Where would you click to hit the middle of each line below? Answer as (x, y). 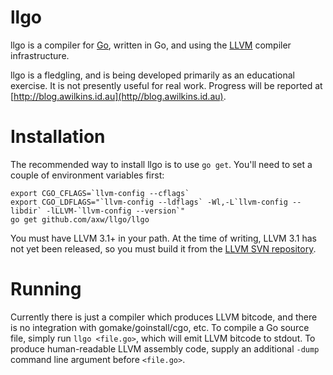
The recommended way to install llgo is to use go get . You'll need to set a (161, 164)
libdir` (26, 211)
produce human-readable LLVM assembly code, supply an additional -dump (165, 348)
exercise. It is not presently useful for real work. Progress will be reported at (166, 85)
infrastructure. (40, 55)
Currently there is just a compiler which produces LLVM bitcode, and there (164, 317)
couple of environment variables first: (87, 175)
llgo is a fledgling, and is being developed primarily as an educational (152, 75)
